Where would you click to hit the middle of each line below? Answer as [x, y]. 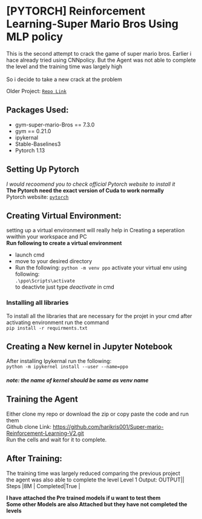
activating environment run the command [58, 322]
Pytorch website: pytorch [37, 197]
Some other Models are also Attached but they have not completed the [97, 504]
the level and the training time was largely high [64, 66]
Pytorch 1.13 [30, 150]
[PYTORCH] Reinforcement [76, 11]
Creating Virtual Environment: [64, 216]
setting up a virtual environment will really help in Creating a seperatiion [96, 230]
